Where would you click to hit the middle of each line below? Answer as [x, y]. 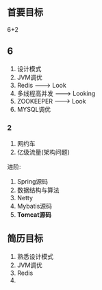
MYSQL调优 [34, 109]
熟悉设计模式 [35, 256]
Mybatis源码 [35, 206]
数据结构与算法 [38, 190]
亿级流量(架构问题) [43, 152]
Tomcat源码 [34, 214]
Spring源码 [33, 181]
